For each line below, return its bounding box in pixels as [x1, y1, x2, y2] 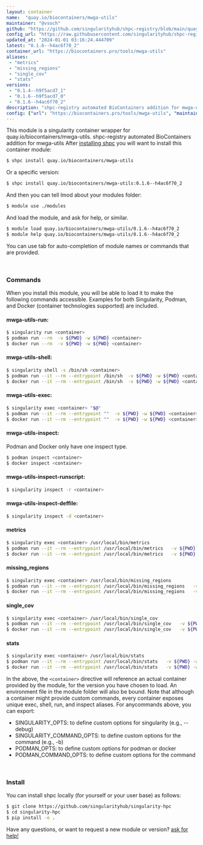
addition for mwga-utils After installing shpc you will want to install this [6, 140, 182, 147]
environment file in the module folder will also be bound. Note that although [6, 688, 195, 695]
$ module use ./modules [6, 203, 66, 209]
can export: [6, 707, 35, 714]
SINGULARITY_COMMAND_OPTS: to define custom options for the [14, 732, 181, 739]
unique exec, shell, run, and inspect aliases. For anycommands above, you [6, 700, 192, 708]
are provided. [6, 249, 40, 256]
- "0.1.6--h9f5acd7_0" [8, 93, 66, 99]
